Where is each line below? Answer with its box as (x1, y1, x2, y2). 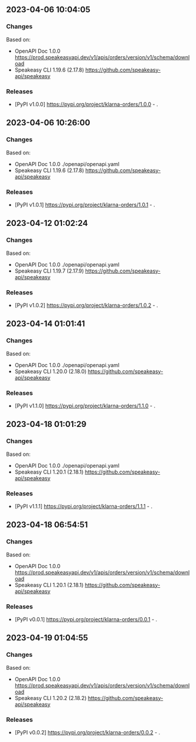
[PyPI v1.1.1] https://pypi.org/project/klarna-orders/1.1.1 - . (14, 503, 152, 510)
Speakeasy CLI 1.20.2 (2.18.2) (14, 694, 87, 701)
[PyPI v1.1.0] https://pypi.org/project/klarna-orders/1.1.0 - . (14, 402, 155, 409)
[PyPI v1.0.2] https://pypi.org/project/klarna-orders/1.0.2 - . (14, 302, 158, 309)
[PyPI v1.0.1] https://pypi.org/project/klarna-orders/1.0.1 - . (14, 201, 155, 208)
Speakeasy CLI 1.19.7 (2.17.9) (14, 267, 84, 274)
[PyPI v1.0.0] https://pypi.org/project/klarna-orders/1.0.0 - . (14, 101, 158, 108)
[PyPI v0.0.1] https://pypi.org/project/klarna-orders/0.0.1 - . (14, 615, 158, 623)
